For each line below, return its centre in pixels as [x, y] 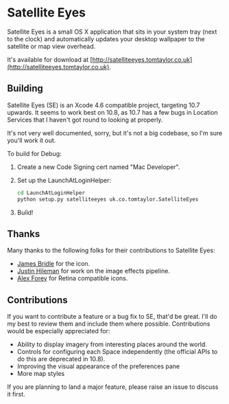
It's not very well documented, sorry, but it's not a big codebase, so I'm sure [115, 133]
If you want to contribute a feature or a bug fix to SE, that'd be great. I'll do [112, 317]
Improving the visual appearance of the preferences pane [98, 366]
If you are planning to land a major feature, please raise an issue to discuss [113, 387]
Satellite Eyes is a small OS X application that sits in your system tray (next [112, 32]
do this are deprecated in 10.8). [61, 359]
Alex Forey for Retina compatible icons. [72, 278]
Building [25, 88]
